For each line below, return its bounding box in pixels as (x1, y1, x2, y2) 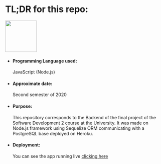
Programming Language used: (12, 58, 77, 64)
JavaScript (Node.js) (12, 69, 55, 75)
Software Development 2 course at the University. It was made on (12, 120, 149, 126)
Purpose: (12, 103, 33, 109)
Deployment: (12, 142, 41, 148)
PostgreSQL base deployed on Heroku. (12, 130, 93, 136)
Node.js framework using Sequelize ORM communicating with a (12, 125, 144, 131)
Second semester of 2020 (12, 92, 67, 98)
